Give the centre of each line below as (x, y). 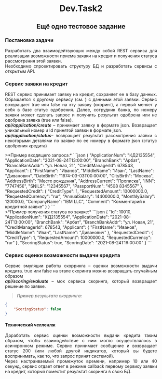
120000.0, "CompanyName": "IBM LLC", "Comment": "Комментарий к (75, 202)
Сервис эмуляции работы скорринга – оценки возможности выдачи (81, 266)
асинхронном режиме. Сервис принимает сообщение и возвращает (81, 346)
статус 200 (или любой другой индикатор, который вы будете (81, 351)
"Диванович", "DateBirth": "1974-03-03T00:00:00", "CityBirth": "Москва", (80, 176)
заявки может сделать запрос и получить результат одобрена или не (81, 115)
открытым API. (20, 71)
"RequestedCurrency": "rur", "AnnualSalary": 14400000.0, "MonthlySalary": (80, 196)
